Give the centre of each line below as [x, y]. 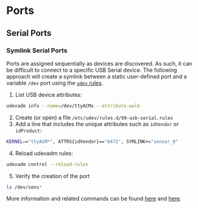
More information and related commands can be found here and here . [94, 199]
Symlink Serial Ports [37, 50]
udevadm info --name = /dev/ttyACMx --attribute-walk [73, 106]
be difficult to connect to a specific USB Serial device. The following [92, 70]
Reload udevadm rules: [44, 153]
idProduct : [28, 130]
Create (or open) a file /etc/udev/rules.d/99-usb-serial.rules [94, 117]
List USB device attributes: [48, 94]
